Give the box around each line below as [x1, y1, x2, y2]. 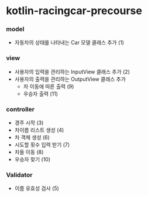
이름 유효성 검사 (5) [14, 185, 60, 192]
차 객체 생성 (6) [14, 134, 50, 141]
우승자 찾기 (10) [14, 156, 51, 163]
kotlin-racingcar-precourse [6, 4, 142, 18]
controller [6, 105, 35, 113]
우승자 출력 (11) [23, 90, 58, 97]
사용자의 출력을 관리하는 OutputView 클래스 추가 [14, 75, 126, 83]
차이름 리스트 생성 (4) [14, 127, 64, 134]
